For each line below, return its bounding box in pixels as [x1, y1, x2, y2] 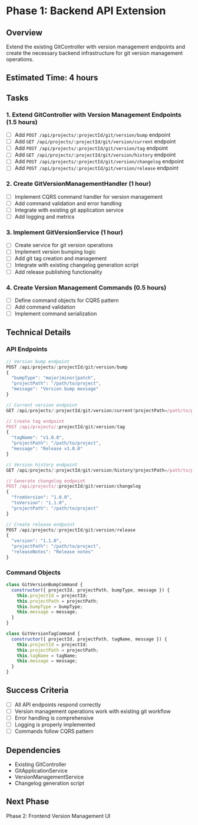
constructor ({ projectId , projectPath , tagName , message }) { [11, 636, 167, 642]
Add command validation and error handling [14, 199, 122, 207]
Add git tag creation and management [14, 255, 107, 262]
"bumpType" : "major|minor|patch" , [11, 375, 96, 381]
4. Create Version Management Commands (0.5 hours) [6, 283, 167, 291]
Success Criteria [6, 685, 69, 695]
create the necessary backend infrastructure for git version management [6, 50, 183, 57]
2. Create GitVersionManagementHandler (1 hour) [6, 180, 151, 188]
